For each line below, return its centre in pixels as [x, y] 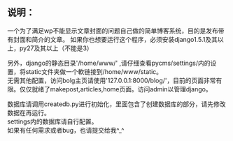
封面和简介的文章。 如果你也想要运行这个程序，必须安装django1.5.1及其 [115, 39]
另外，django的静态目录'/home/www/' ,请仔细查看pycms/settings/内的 [109, 63]
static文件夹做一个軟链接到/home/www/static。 [94, 71]
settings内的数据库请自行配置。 [52, 121]
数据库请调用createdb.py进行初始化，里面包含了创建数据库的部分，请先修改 [116, 104]
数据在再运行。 [29, 112]
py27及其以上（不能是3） [56, 48]
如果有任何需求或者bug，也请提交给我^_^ [66, 130]
